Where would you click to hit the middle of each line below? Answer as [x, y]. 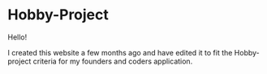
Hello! [17, 37]
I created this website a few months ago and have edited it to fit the [120, 52]
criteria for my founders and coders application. [113, 61]
